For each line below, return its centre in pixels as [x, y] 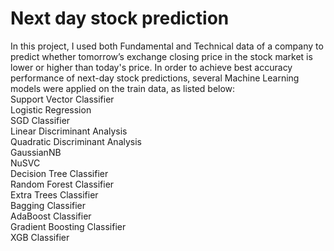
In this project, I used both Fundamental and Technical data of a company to [167, 46]
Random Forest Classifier [62, 184]
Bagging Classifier [48, 205]
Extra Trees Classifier [54, 194]
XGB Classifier [40, 237]
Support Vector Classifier [62, 99]
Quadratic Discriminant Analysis [76, 141]
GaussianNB [36, 152]
